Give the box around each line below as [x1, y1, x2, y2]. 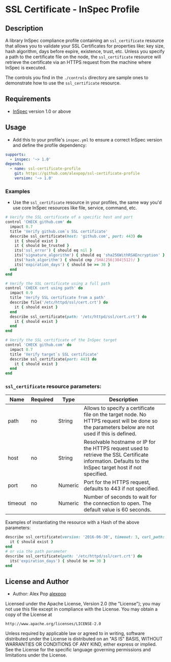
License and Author [5, 577, 69, 586]
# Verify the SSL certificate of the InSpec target [5, 338, 117, 343]
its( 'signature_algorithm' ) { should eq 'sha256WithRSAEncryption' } [14, 253, 165, 258]
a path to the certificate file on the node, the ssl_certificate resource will [5, 54, 161, 60]
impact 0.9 [10, 290, 33, 296]
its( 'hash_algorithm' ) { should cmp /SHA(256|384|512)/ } [14, 257, 140, 263]
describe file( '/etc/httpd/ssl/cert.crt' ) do [10, 300, 108, 305]
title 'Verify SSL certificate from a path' [10, 295, 106, 300]
